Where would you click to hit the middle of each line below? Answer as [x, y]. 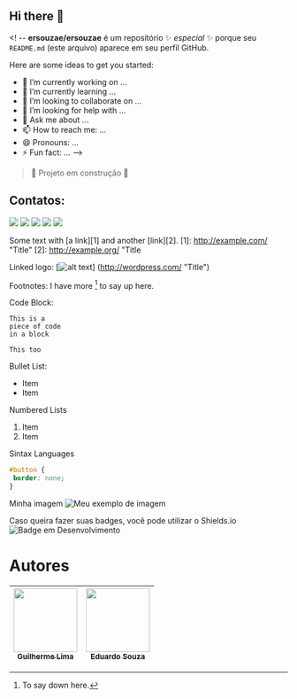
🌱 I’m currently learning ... [69, 91]
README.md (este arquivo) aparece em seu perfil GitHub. [109, 47]
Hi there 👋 [37, 16]
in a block [29, 334]
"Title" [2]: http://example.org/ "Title [75, 250]
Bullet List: [28, 366]
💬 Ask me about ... [55, 120]
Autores [39, 566]
